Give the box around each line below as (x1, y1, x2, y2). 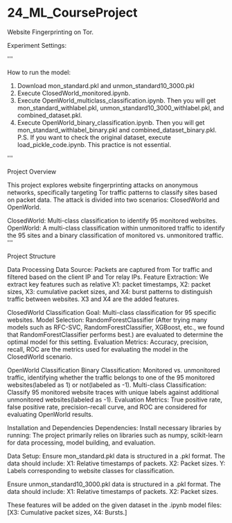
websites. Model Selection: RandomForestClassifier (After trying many (7, 316, 208, 324)
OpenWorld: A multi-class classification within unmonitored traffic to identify (7, 223, 225, 232)
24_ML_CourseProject (7, 5, 138, 21)
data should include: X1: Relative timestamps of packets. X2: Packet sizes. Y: (7, 459, 226, 468)
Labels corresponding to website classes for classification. (7, 466, 175, 474)
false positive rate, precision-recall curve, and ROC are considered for (7, 402, 208, 411)
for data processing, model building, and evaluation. (7, 438, 156, 447)
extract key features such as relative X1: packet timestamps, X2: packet (7, 280, 211, 289)
